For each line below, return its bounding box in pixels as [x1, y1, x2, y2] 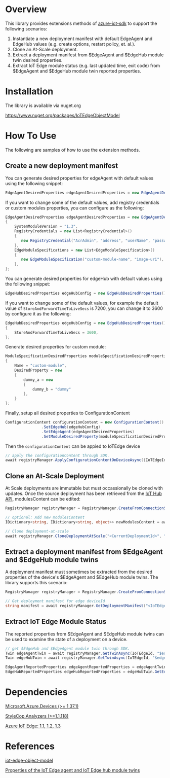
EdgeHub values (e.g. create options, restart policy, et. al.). [12, 41, 136, 47]
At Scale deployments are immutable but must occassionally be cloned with [5, 485, 163, 491]
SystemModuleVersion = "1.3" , [14, 224, 78, 229]
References [5, 740, 55, 752]
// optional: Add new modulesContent [5, 515, 85, 520]
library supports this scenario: [5, 580, 68, 586]
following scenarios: [5, 25, 48, 31]
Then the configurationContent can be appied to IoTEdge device [5, 443, 141, 449]
